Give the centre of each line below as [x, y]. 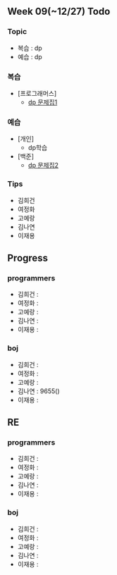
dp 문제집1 [43, 102]
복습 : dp [30, 48]
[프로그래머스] [37, 93]
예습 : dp [30, 56]
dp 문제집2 [43, 166]
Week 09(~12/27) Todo [59, 12]
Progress [27, 258]
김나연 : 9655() [38, 391]
